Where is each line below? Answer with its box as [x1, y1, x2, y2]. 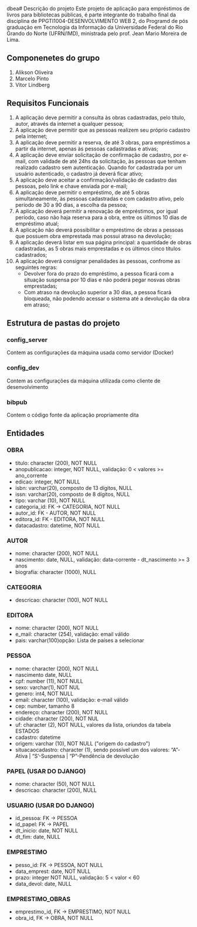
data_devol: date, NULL [15, 880, 72, 887]
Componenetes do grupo [6, 53, 100, 63]
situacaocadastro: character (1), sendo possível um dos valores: [15, 746, 170, 753]
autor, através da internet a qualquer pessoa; [15, 120, 124, 127]
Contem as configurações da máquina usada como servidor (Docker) [6, 349, 174, 356]
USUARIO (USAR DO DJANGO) [6, 801, 94, 810]
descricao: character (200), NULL [15, 787, 97, 794]
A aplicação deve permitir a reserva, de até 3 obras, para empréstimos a [15, 139, 190, 146]
